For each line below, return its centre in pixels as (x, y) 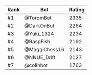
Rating (77, 9)
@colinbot (36, 65)
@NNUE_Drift (40, 57)
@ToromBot (38, 18)
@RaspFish (37, 42)
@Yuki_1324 (39, 34)
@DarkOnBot (39, 26)
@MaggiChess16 (44, 49)
